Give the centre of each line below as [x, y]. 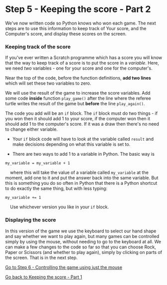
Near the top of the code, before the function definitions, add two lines [78, 78]
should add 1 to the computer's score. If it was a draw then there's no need [82, 124]
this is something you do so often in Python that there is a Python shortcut [81, 183]
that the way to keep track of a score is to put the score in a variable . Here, [82, 63]
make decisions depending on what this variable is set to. [71, 144]
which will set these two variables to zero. [48, 83]
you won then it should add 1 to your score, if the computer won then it [78, 119]
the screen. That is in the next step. [42, 257]
